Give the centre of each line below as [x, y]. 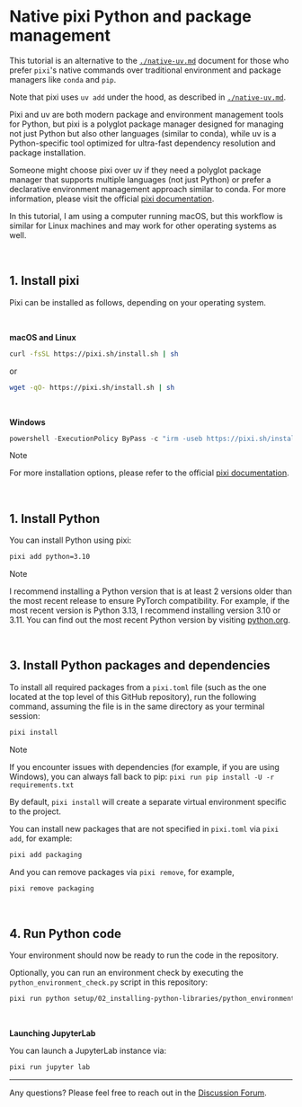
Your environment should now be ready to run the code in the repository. [144, 955]
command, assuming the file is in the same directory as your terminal [137, 706]
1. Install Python [55, 518]
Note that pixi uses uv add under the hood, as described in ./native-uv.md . [148, 97]
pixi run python [40, 999]
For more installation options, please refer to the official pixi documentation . [149, 473]
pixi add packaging [46, 855]
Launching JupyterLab [53, 1033]
